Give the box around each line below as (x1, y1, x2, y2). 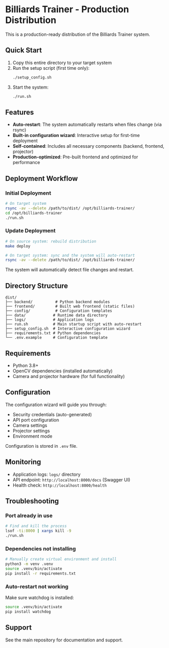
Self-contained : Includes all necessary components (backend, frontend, (12, 143, 164, 149)
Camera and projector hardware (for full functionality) (12, 373, 125, 379)
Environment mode (12, 433, 52, 439)
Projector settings (12, 427, 50, 434)
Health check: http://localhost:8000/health (12, 482, 107, 488)
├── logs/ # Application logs (5, 317, 94, 322)
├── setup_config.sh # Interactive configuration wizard (5, 326, 130, 332)
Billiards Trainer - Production (5, 4, 129, 15)
